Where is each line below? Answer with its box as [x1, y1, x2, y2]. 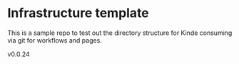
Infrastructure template [7, 5, 150, 21]
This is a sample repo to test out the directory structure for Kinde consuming [7, 28, 233, 37]
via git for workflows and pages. [7, 36, 102, 44]
